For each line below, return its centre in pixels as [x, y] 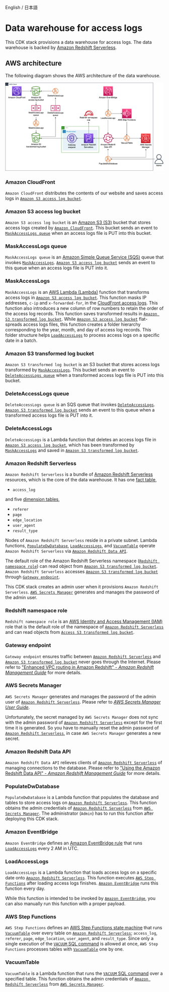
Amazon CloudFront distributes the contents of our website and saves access [84, 193]
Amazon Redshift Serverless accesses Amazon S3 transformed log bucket [82, 571]
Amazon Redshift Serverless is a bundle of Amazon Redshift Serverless [79, 474]
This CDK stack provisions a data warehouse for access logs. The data [78, 42]
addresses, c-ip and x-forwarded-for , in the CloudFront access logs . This [82, 303]
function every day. [25, 888]
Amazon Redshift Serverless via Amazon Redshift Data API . [66, 551]
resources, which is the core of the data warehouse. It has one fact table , [81, 479]
